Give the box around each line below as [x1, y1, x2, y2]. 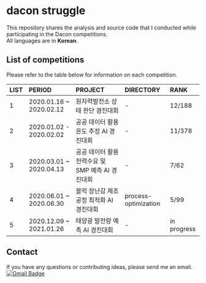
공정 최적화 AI [75, 195, 113, 204]
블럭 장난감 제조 [75, 186, 119, 195]
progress [169, 224, 196, 233]
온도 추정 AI [75, 127, 108, 135]
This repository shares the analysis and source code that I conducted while [6, 24, 196, 31]
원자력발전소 [75, 97, 110, 105]
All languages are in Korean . [6, 37, 78, 44]
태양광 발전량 [75, 216, 112, 225]
